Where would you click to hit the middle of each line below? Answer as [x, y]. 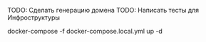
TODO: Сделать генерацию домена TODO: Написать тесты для [103, 10]
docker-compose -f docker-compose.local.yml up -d [85, 31]
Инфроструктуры [34, 17]
